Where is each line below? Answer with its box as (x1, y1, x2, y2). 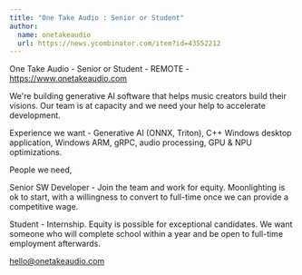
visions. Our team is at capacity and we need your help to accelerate (9, 101, 266, 112)
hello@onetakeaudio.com (9, 256, 105, 267)
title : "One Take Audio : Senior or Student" (9, 13, 184, 23)
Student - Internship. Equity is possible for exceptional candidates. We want (9, 219, 293, 230)
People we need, (9, 164, 73, 175)
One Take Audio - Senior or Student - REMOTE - (9, 64, 190, 74)
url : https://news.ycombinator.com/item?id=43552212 (17, 38, 221, 48)
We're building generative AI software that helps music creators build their (9, 91, 287, 102)
